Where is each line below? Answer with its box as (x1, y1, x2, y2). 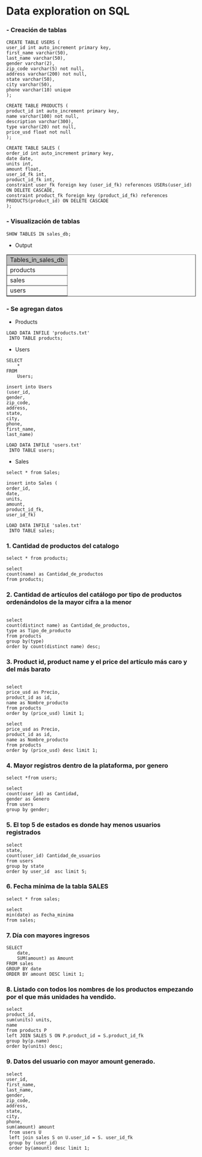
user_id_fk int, (6, 171, 47, 178)
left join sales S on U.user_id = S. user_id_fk (8, 1134, 133, 1141)
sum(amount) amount (6, 1124, 55, 1130)
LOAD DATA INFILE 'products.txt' (6, 330, 90, 336)
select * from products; (6, 556, 69, 562)
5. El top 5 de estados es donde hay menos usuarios (6, 821, 161, 829)
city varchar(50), (6, 82, 52, 88)
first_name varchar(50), (6, 50, 69, 56)
